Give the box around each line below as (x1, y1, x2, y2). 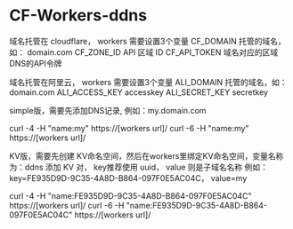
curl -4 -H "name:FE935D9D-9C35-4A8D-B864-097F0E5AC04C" (9, 190, 252, 201)
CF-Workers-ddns (9, 5, 148, 26)
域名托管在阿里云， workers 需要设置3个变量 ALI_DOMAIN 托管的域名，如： (9, 76, 288, 87)
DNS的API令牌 (9, 58, 62, 68)
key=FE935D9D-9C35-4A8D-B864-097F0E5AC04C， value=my (9, 172, 248, 183)
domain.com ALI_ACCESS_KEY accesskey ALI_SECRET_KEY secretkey (9, 86, 269, 98)
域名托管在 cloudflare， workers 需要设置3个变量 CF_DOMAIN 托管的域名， (9, 36, 287, 46)
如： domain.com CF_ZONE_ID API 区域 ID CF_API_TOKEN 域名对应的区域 (9, 46, 279, 58)
